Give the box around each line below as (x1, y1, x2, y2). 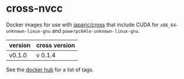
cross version (36, 41, 75, 49)
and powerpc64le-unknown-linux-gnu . (51, 27, 140, 34)
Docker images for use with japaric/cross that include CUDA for (6, 21, 159, 28)
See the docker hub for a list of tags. (6, 66, 94, 73)
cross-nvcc (6, 2, 63, 15)
